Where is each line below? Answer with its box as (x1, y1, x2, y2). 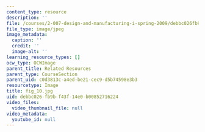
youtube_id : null (12, 116, 56, 122)
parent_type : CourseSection (6, 71, 78, 77)
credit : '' (12, 43, 40, 49)
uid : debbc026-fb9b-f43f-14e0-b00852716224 (6, 94, 119, 100)
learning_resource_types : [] (6, 54, 81, 60)
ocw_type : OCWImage (6, 60, 56, 66)
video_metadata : (6, 111, 48, 117)
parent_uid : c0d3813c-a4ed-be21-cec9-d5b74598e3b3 (6, 77, 138, 83)
